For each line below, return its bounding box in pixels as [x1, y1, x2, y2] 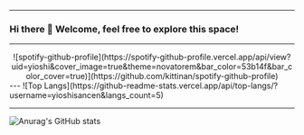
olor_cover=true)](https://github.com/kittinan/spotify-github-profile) [25, 71, 279, 82]
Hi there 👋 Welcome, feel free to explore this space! [9, 22, 240, 35]
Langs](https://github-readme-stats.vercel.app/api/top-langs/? [43, 80, 279, 91]
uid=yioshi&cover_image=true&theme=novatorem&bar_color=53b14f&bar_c [11, 61, 293, 72]
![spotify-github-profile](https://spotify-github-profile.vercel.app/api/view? [13, 51, 291, 63]
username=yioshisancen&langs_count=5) [9, 90, 165, 101]
